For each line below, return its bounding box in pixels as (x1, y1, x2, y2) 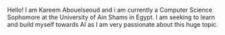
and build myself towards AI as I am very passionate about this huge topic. (7, 21, 219, 28)
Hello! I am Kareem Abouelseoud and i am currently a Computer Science (7, 6, 213, 14)
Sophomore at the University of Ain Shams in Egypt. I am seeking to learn (7, 13, 215, 21)
